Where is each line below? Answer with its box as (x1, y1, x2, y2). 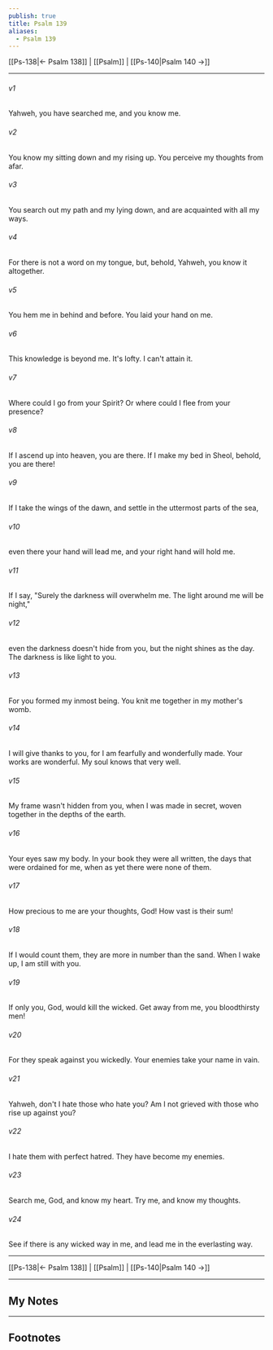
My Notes (8, 1294, 59, 1308)
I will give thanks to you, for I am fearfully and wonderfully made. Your (8, 749, 243, 759)
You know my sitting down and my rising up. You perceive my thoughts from (8, 152, 264, 162)
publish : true (8, 11, 57, 20)
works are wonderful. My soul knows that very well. (8, 757, 181, 767)
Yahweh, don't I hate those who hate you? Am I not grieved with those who (8, 1099, 259, 1109)
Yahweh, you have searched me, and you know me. (8, 108, 181, 118)
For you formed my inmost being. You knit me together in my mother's (8, 696, 244, 706)
